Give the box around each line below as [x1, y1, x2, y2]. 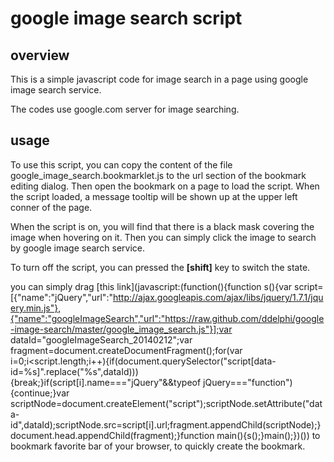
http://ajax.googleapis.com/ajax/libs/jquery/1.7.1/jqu [112, 291, 324, 303]
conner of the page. [10, 201, 93, 213]
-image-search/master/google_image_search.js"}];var [10, 323, 233, 335]
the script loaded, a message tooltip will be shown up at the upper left [10, 190, 298, 202]
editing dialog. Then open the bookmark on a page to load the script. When [10, 180, 320, 192]
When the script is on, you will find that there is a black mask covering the [10, 220, 315, 232]
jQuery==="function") [203, 376, 293, 388]
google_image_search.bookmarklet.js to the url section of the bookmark [10, 169, 307, 181]
